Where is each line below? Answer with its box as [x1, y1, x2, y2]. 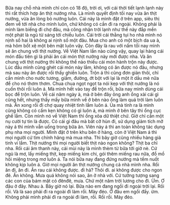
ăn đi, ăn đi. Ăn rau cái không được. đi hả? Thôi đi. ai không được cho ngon [5, 167, 162, 173]
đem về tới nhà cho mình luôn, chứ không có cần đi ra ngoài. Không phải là [5, 21, 162, 27]
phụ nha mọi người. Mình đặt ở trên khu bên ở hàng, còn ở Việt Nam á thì [5, 129, 157, 135]
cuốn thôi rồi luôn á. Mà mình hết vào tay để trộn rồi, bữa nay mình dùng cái [5, 86, 163, 92]
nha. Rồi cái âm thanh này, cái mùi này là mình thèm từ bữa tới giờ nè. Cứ [5, 145, 157, 151]
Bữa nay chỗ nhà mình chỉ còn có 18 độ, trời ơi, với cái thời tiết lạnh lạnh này [5, 5, 164, 11]
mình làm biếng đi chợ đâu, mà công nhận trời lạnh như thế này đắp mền [5, 26, 157, 33]
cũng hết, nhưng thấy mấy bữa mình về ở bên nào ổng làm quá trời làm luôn [5, 97, 163, 103]
